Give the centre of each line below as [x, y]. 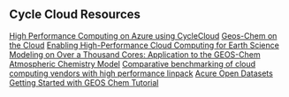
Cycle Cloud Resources [75, 15]
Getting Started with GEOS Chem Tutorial [84, 82]
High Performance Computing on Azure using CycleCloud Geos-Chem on [143, 35]
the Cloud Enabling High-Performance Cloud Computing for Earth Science [144, 45]
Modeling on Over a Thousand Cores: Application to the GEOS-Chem [135, 54]
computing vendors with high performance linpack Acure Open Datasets [141, 73]
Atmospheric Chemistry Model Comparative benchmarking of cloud [133, 63]
